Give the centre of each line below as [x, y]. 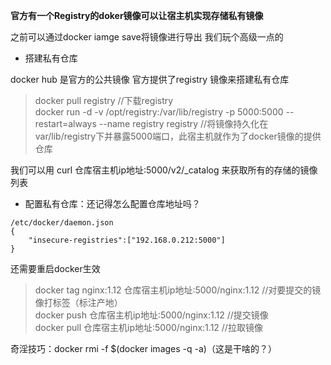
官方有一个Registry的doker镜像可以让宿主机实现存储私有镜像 [137, 15]
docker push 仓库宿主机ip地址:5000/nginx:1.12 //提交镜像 [151, 315]
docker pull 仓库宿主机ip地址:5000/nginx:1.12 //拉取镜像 [148, 327]
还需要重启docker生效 [55, 268]
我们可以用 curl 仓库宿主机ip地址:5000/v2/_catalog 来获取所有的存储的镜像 [164, 170]
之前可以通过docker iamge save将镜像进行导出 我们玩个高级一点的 [147, 37]
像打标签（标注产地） [78, 302]
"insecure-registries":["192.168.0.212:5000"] [127, 240]
